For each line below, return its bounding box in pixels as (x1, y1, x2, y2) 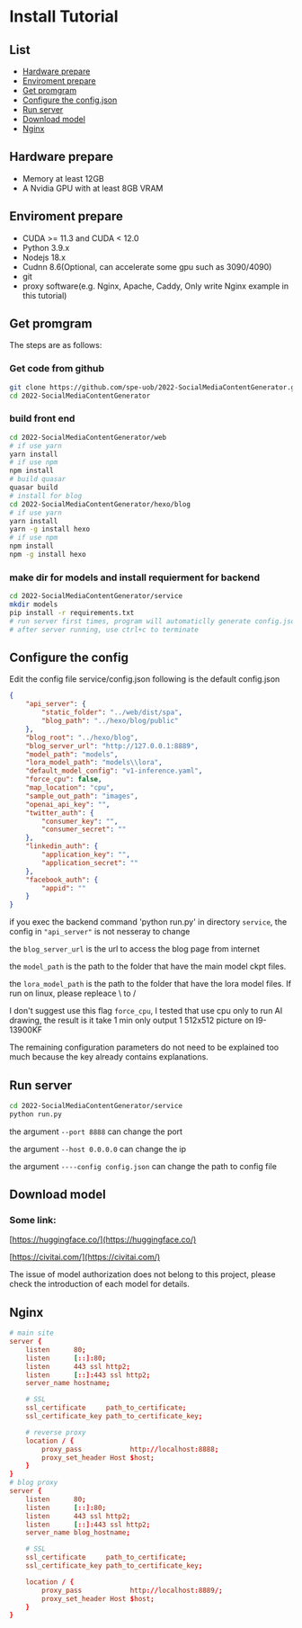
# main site (9, 1328, 54, 1337)
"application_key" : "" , (41, 850, 130, 860)
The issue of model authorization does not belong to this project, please (9, 1269, 276, 1280)
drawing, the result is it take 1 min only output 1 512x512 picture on (9, 1015, 254, 1026)
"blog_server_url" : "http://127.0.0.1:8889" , (25, 741, 200, 750)
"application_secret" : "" (41, 858, 139, 867)
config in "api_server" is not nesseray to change (9, 926, 191, 937)
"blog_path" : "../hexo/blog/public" (41, 717, 179, 726)
